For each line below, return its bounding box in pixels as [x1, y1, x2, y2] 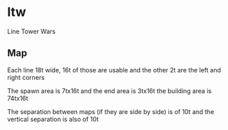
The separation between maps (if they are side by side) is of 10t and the [7, 107, 215, 115]
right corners [7, 73, 45, 81]
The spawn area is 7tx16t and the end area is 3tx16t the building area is [7, 86, 212, 95]
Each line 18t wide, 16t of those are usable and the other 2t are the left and [7, 65, 222, 74]
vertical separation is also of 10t [7, 115, 99, 123]
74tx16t [7, 94, 29, 102]
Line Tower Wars [7, 27, 56, 35]
